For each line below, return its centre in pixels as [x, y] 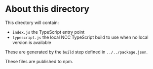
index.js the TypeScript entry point [48, 32]
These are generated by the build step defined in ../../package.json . [76, 52]
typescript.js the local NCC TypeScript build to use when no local [80, 37]
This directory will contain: [32, 23]
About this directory [47, 9]
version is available [32, 42]
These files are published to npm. [39, 61]
